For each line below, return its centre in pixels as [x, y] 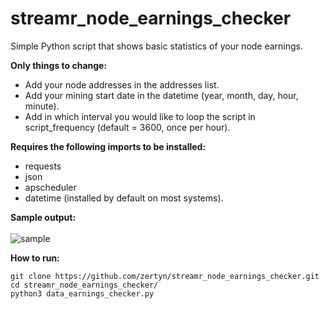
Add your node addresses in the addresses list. [122, 84]
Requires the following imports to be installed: [108, 146]
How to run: [35, 258]
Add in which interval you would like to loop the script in [140, 116]
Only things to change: [59, 65]
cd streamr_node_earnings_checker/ [84, 285]
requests [43, 166]
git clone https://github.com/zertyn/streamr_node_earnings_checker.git [165, 276]
